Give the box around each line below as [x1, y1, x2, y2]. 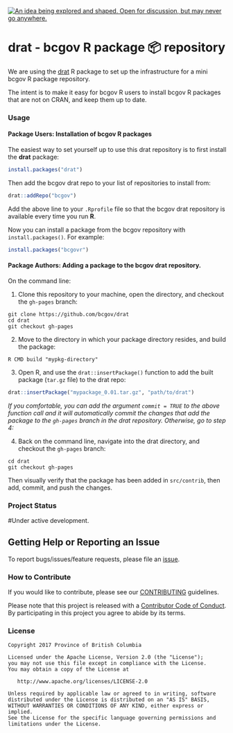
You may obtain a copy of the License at [8, 666, 130, 673]
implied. [8, 709, 33, 716]
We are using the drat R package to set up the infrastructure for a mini [8, 67, 208, 76]
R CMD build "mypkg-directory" [8, 356, 98, 363]
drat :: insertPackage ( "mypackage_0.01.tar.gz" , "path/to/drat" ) [8, 388, 195, 396]
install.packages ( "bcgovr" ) [8, 246, 89, 253]
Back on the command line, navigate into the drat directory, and [17, 437, 200, 445]
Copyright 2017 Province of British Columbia [8, 641, 141, 649]
